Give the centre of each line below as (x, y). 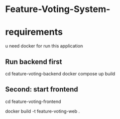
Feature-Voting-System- (58, 9)
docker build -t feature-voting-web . (43, 111)
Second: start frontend (42, 89)
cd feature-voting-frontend (33, 101)
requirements (34, 32)
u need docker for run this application (44, 46)
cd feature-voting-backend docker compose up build (60, 73)
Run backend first (34, 62)
